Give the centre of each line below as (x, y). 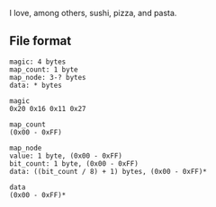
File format (40, 41)
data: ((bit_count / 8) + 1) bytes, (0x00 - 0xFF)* (108, 171)
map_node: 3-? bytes (48, 77)
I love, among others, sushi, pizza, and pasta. (93, 13)
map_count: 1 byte (44, 69)
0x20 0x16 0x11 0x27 (48, 108)
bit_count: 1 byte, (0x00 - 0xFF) (74, 164)
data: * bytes (36, 85)
